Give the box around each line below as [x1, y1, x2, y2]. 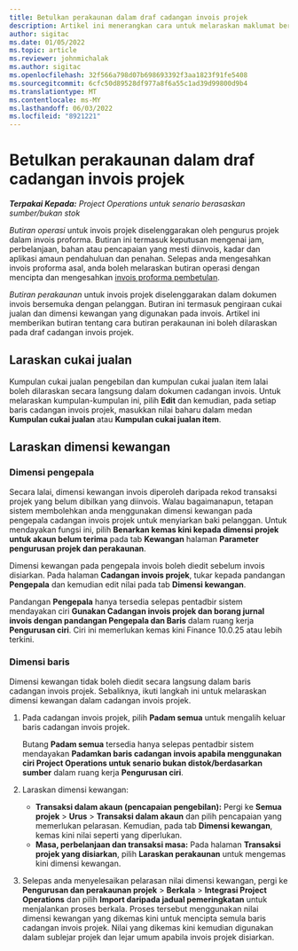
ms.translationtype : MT [9, 87, 98, 96]
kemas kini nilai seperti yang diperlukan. [35, 829, 183, 840]
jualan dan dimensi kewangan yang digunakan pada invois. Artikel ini [9, 308, 260, 319]
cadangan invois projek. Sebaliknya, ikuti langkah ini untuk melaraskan [9, 685, 267, 696]
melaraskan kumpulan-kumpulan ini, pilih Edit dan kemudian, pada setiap [9, 395, 277, 405]
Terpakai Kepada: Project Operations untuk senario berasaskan [9, 199, 246, 209]
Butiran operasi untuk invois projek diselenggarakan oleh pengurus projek [9, 225, 279, 236]
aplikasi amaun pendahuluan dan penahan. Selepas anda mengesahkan [9, 254, 271, 264]
